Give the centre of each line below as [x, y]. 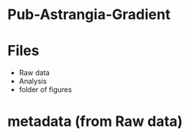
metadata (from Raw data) [95, 122]
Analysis [33, 82]
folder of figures [45, 89]
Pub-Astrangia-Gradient [89, 15]
